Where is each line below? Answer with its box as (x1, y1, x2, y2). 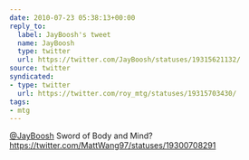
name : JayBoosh (17, 38, 75, 48)
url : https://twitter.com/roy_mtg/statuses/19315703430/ (17, 89, 237, 98)
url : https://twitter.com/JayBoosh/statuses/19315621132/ (17, 55, 242, 64)
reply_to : (9, 22, 47, 31)
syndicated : (9, 72, 54, 81)
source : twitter (9, 64, 71, 73)
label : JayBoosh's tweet (17, 30, 111, 39)
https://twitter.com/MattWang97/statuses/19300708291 (9, 140, 216, 151)
